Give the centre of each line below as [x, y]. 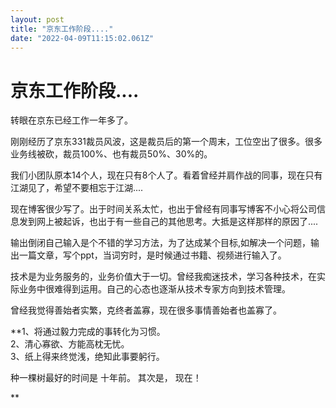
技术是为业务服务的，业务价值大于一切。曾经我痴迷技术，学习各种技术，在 [163, 277]
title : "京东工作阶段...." [62, 29]
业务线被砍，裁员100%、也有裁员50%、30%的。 [111, 154]
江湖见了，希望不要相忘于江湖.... [77, 188]
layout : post [37, 19]
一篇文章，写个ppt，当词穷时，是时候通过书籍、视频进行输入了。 [152, 255]
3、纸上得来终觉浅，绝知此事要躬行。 [87, 357]
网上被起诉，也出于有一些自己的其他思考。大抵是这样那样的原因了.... [177, 222]
